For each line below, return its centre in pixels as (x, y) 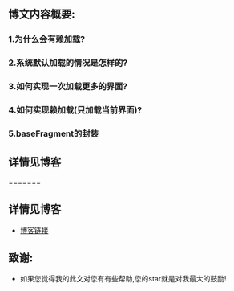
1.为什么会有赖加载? (47, 39)
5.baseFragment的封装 (53, 133)
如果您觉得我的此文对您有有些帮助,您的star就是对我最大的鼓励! (123, 279)
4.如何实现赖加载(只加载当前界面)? (75, 110)
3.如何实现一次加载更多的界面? (68, 87)
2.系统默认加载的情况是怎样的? (68, 63)
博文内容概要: (42, 14)
